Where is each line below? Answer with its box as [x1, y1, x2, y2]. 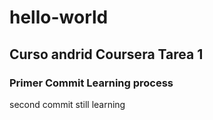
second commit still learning [9, 98, 126, 110]
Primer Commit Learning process [9, 76, 174, 90]
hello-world [9, 6, 109, 29]
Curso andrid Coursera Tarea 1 [9, 46, 204, 63]
